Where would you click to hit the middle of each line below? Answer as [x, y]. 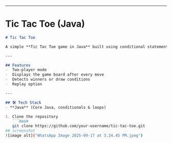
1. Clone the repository [32, 116]
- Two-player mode [26, 70]
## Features [18, 65]
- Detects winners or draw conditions [48, 80]
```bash [20, 121]
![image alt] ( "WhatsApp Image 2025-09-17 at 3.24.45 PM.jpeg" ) [74, 136]
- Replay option [24, 84]
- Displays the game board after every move [55, 75]
